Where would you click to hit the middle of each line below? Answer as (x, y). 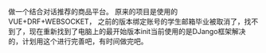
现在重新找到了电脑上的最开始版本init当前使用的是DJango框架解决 (137, 31)
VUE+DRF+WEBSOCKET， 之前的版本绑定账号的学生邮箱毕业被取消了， (126, 21)
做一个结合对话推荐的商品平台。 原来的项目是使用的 (93, 11)
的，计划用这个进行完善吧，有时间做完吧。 (78, 41)
